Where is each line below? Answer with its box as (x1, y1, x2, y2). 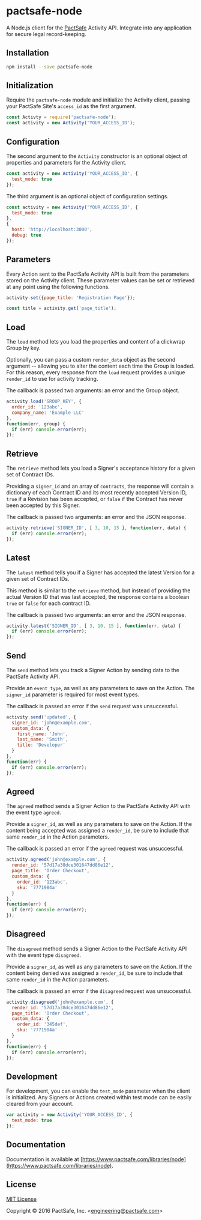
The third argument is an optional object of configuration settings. (6, 192, 169, 199)
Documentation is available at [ (6, 1155, 83, 1163)
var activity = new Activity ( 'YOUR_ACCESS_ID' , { (6, 1112, 133, 1118)
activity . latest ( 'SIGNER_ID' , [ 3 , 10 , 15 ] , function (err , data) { (6, 623, 181, 629)
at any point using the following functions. (6, 283, 110, 290)
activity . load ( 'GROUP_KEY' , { (6, 398, 82, 405)
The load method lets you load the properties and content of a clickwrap (6, 338, 185, 345)
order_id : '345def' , (17, 1021, 68, 1028)
